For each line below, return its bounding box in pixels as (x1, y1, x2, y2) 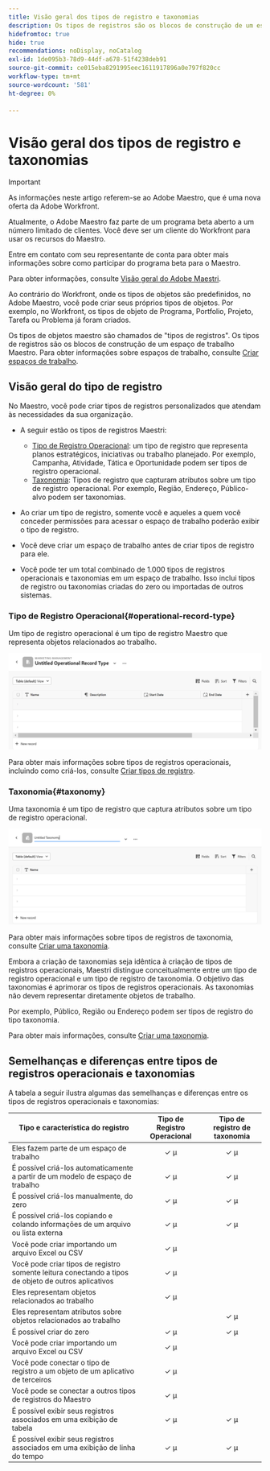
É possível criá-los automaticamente (11, 1163, 134, 1172)
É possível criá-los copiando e (11, 1211, 113, 1221)
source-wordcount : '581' (8, 81, 92, 89)
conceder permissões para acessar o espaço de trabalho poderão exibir (19, 516, 260, 527)
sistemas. (19, 590, 52, 600)
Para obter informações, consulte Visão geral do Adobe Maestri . (8, 274, 222, 283)
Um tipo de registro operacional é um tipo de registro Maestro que (8, 629, 227, 638)
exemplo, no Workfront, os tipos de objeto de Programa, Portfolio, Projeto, (8, 307, 254, 316)
